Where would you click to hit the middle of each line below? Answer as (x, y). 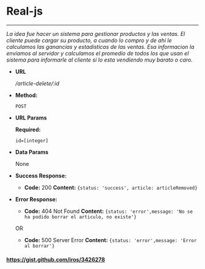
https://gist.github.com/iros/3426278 (56, 259)
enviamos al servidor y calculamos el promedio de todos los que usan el (98, 53)
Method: (26, 95)
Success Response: (41, 176)
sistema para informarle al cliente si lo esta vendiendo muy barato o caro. (100, 60)
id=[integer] (32, 141)
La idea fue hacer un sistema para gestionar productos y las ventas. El (96, 34)
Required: (28, 129)
